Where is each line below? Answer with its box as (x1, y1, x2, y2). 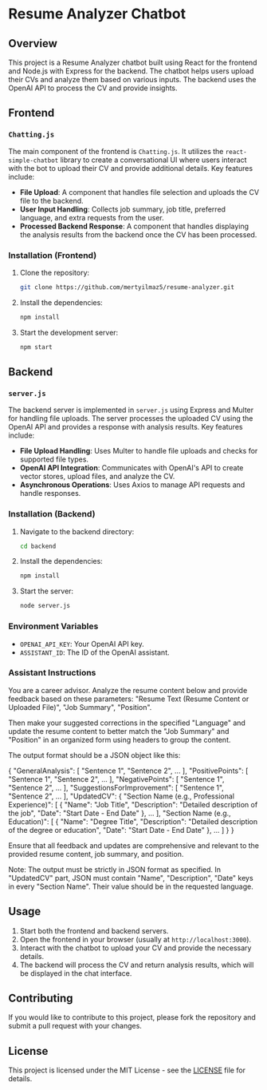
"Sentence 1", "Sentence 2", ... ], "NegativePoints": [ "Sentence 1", (8, 774, 225, 783)
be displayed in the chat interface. (19, 968, 132, 978)
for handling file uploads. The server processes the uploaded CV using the (8, 414, 253, 423)
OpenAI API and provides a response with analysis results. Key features (8, 422, 243, 432)
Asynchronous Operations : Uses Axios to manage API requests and (19, 480, 245, 490)
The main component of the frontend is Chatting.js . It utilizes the (8, 146, 224, 156)
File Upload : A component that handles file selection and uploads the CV (19, 187, 260, 196)
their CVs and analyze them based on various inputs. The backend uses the (8, 75, 257, 84)
